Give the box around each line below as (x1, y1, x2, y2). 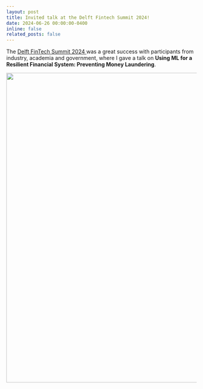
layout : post (6, 8, 39, 15)
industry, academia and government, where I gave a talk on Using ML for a (6, 54, 192, 62)
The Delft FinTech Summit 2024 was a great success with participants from (6, 48, 194, 55)
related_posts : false (6, 31, 61, 38)
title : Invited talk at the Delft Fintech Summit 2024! (6, 15, 150, 21)
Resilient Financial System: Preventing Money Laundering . (6, 61, 156, 68)
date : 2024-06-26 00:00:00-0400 (6, 20, 88, 26)
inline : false (6, 25, 42, 32)
